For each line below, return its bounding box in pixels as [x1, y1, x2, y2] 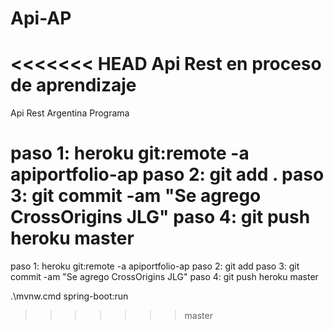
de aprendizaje [10, 74, 137, 97]
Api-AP [10, 7, 72, 30]
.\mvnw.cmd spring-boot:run [10, 290, 129, 302]
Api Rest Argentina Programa [10, 107, 130, 119]
